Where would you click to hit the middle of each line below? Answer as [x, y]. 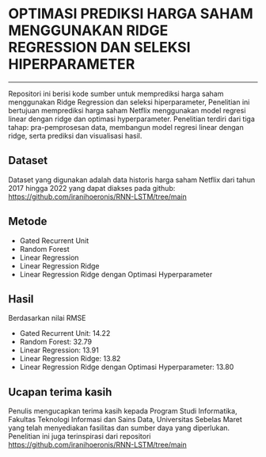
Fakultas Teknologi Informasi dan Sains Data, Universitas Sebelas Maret [125, 420]
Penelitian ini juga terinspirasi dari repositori [80, 436]
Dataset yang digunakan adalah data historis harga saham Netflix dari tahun [132, 180]
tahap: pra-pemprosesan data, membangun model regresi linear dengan [126, 127]
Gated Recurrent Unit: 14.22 [65, 333]
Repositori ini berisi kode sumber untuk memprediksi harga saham [116, 93]
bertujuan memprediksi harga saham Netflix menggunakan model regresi [127, 110]
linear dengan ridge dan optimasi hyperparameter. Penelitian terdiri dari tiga [132, 119]
